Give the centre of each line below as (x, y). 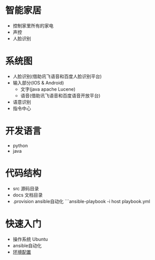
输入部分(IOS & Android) (38, 83)
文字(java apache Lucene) (48, 89)
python (20, 145)
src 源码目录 (26, 188)
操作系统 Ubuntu (30, 239)
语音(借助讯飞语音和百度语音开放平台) (60, 95)
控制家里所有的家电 (33, 26)
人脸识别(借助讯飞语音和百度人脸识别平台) (57, 76)
